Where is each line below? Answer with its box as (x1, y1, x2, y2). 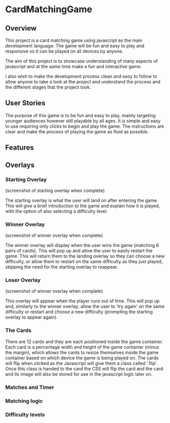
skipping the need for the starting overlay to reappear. (5, 264, 118, 270)
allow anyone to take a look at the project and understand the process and (5, 79, 161, 84)
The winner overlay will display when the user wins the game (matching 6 (5, 242, 159, 248)
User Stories (5, 99, 46, 107)
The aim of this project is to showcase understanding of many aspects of (5, 58, 158, 64)
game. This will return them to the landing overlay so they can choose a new (5, 253, 165, 259)
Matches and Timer (5, 383, 54, 390)
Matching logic (5, 397, 43, 404)
